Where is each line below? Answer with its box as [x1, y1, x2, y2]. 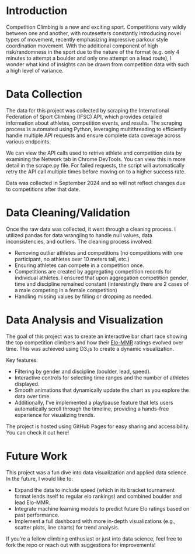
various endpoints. [6, 138, 51, 145]
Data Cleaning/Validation [6, 206, 130, 220]
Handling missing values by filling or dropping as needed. [14, 293, 153, 300]
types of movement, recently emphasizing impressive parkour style [6, 36, 168, 43]
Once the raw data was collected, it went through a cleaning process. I [6, 225, 176, 232]
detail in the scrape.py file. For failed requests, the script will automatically [6, 162, 185, 169]
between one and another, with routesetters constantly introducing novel [6, 29, 181, 36]
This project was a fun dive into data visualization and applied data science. [6, 468, 189, 476]
